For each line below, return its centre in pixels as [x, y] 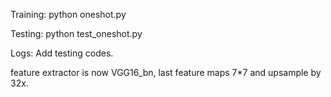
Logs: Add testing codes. [62, 53]
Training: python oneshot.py [68, 14]
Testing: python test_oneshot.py [76, 33]
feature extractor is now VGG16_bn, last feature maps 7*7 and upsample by [166, 72]
